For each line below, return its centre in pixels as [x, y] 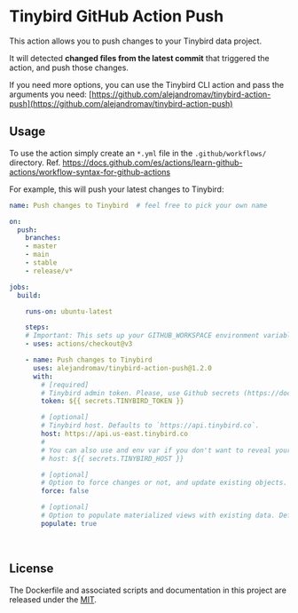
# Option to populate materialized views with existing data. [158, 515]
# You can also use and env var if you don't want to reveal [157, 450]
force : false [65, 491]
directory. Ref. [35, 163]
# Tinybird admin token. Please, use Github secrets [141, 393]
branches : [43, 238]
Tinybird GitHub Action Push [117, 16]
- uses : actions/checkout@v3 [79, 344]
